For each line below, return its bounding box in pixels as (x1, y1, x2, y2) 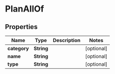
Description (52, 37, 81, 44)
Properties (5, 23, 38, 31)
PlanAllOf (5, 3, 45, 15)
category (7, 45, 29, 52)
